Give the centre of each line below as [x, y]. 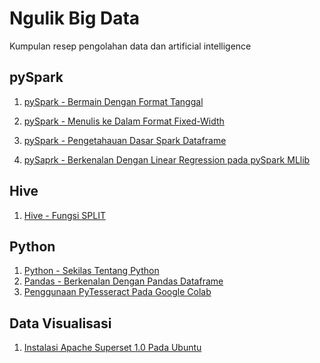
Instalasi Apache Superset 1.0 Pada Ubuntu [112, 348]
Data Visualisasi [60, 323]
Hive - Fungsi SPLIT [64, 215]
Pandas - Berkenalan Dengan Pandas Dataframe [123, 281]
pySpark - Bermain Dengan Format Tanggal [113, 101]
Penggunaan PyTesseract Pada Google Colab [117, 292]
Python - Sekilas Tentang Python [91, 271]
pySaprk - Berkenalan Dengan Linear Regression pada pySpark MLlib [167, 159]
